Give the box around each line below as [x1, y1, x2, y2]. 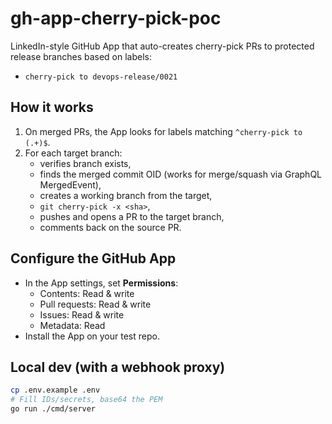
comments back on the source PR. [39, 221, 182, 233]
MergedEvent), [39, 178, 102, 191]
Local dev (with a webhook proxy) [10, 358, 226, 376]
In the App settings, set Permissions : [24, 277, 179, 289]
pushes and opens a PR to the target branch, [39, 210, 225, 222]
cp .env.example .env [10, 385, 101, 396]
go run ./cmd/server [10, 404, 97, 414]
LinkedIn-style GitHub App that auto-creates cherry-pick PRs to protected [10, 40, 315, 52]
